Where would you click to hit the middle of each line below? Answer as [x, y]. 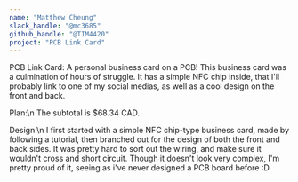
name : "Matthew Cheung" [53, 17]
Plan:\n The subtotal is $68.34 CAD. [75, 113]
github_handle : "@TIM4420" [59, 34]
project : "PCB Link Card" [57, 42]
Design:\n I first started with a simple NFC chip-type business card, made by [149, 131]
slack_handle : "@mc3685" [55, 26]
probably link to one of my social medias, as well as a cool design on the [142, 86]
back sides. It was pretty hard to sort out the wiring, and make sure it [136, 149]
